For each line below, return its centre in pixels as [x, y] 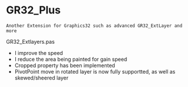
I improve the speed [39, 53]
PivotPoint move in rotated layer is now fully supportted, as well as [95, 71]
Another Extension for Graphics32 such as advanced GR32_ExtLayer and [94, 26]
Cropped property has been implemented [65, 65]
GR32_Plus [33, 10]
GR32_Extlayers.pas [30, 41]
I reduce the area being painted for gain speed [71, 59]
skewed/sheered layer [41, 78]
